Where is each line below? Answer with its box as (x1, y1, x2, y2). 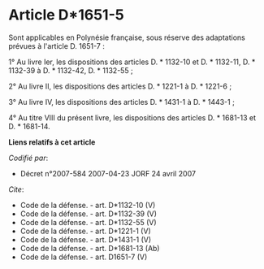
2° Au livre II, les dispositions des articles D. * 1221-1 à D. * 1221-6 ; (8, 81, 232, 91)
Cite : (8, 184, 24, 194)
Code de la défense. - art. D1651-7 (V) (19, 252, 148, 262)
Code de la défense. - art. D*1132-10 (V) (19, 200, 156, 210)
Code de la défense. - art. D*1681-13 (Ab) (19, 243, 160, 253)
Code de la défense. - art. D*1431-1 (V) (19, 234, 152, 245)
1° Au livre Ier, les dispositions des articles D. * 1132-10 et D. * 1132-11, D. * (8, 57, 256, 67)
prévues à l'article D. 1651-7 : (8, 41, 106, 50)
